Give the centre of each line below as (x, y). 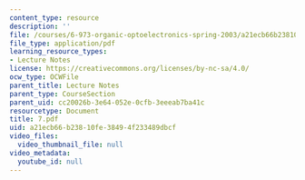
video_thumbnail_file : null (71, 145)
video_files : (34, 136)
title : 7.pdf (34, 119)
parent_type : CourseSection (63, 94)
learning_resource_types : (58, 52)
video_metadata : (40, 153)
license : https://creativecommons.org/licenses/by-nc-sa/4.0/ (129, 69)
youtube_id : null (50, 161)
